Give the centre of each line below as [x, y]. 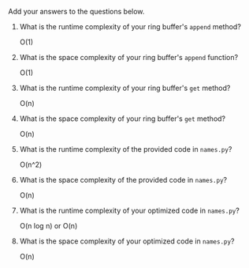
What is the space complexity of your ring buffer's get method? [123, 119]
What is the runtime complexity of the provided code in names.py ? [126, 149]
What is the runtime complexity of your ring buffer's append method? [130, 26]
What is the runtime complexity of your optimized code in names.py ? [130, 210]
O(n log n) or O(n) [48, 226]
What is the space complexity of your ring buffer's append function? [129, 57]
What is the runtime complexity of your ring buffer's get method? [125, 88]
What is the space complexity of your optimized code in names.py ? [127, 241]
